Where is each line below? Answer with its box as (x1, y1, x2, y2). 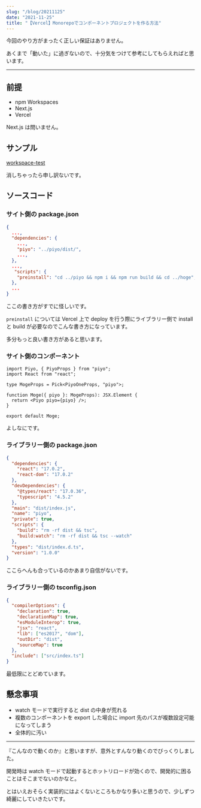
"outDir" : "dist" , (17, 636, 63, 642)
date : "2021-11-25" (6, 14, 55, 20)
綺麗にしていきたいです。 (6, 795, 69, 802)
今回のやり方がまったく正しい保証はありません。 (6, 37, 127, 44)
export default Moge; (6, 413, 60, 420)
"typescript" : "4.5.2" (17, 494, 74, 500)
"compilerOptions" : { (11, 603, 66, 609)
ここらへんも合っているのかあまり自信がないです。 (6, 567, 132, 574)
